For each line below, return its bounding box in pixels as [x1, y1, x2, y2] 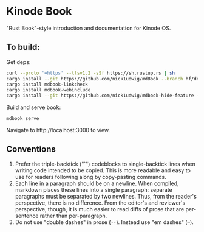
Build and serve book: [6, 104, 61, 111]
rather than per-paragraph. [39, 212, 107, 219]
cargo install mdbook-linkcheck [6, 81, 88, 88]
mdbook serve [6, 116, 39, 122]
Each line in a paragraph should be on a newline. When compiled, [15, 180, 179, 187]
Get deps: [6, 58, 31, 65]
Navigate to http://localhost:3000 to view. [6, 127, 110, 133]
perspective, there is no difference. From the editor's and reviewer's [15, 199, 186, 206]
